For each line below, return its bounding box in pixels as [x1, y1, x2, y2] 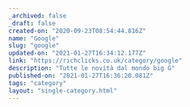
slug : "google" [8, 42, 60, 50]
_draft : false [8, 19, 57, 27]
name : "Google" [8, 34, 60, 43]
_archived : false [8, 11, 67, 20]
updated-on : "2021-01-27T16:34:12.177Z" [8, 49, 147, 57]
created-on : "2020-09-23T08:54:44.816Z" [8, 27, 147, 35]
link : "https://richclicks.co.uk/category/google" [8, 57, 183, 65]
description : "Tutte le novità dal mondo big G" [8, 64, 175, 72]
